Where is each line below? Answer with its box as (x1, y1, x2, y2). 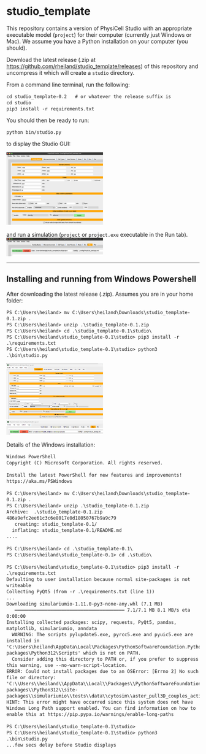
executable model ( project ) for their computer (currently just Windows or (6, 31, 192, 38)
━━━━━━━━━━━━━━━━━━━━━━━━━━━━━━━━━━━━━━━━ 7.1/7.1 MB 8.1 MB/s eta (14, 607, 191, 613)
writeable (6, 582, 32, 588)
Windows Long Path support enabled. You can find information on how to (6, 705, 196, 711)
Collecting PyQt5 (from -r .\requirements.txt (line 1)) (6, 588, 155, 594)
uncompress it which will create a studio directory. (6, 69, 135, 76)
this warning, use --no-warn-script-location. (6, 662, 128, 668)
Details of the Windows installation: (6, 440, 96, 448)
